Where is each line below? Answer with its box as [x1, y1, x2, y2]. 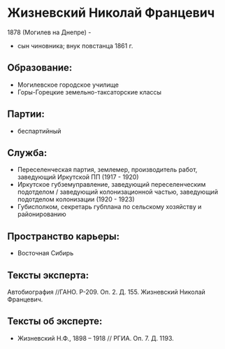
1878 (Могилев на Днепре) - [7, 28, 92, 36]
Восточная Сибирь [17, 249, 74, 257]
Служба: [7, 147, 48, 159]
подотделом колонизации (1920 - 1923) [17, 195, 135, 204]
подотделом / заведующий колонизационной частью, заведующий [17, 187, 219, 197]
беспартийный [17, 127, 61, 135]
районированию [17, 210, 66, 218]
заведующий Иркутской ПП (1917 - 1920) [17, 173, 139, 181]
